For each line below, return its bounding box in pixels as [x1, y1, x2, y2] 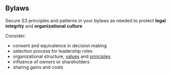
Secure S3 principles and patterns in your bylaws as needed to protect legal [5, 17, 166, 23]
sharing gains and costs [12, 64, 63, 70]
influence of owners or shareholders [12, 58, 90, 65]
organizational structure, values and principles [12, 53, 111, 59]
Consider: [5, 32, 26, 39]
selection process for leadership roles [12, 48, 93, 54]
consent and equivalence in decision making [12, 43, 107, 49]
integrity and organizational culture [5, 23, 83, 29]
